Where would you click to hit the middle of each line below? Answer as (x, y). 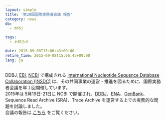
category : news (21, 19)
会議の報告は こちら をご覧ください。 (44, 112)
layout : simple (21, 10)
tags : (11, 37)
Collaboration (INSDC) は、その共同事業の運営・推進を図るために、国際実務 (83, 81)
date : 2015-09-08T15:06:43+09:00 (40, 51)
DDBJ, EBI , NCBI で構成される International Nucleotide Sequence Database (82, 75)
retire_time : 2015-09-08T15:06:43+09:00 (48, 55)
